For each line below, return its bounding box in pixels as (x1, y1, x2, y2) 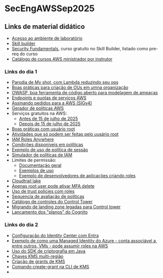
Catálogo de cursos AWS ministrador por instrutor (11, 56, 113, 62)
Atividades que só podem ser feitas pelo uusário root (11, 131, 119, 137)
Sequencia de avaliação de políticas (11, 193, 85, 199)
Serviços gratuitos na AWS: (11, 110, 67, 116)
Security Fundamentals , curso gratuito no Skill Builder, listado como (11, 46, 148, 51)
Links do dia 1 (4, 68, 37, 75)
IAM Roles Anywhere (11, 136, 54, 142)
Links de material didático (4, 22, 85, 31)
